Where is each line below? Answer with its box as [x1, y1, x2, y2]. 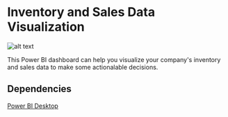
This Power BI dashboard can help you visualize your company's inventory [7, 55, 221, 63]
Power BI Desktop [7, 102, 59, 110]
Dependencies [7, 83, 72, 95]
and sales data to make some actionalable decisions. [7, 63, 158, 71]
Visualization [7, 19, 85, 35]
